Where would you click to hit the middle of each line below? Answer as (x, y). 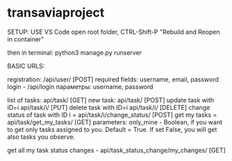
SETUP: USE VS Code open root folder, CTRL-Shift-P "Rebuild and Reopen (114, 32)
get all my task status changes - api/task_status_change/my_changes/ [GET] (116, 150)
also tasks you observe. (41, 137)
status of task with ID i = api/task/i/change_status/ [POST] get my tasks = (112, 115)
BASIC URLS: (26, 66)
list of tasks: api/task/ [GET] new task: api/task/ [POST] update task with (110, 100)
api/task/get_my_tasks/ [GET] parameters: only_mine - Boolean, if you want (115, 122)
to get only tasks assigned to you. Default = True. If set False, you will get (112, 129)
